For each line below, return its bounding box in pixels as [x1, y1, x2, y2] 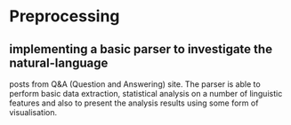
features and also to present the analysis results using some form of [9, 98, 259, 108]
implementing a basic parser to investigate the [9, 42, 273, 57]
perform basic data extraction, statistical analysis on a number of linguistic [9, 89, 283, 98]
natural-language [9, 55, 109, 70]
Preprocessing [9, 6, 120, 27]
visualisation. [9, 107, 58, 117]
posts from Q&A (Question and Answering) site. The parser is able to [9, 79, 261, 90]
